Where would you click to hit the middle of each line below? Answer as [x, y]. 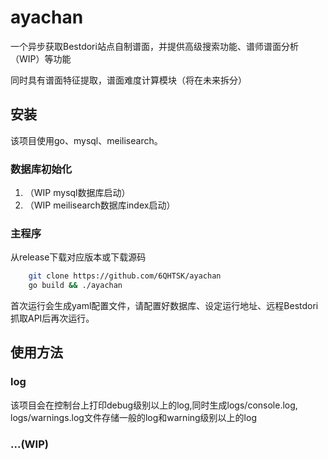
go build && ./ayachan [75, 286]
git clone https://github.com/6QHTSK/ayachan [125, 276]
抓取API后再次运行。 [52, 318]
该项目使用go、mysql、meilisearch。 [86, 140]
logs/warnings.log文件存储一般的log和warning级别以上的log [133, 417]
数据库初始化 [41, 169]
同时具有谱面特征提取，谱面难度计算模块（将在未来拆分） [128, 80]
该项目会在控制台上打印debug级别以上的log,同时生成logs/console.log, [154, 405]
